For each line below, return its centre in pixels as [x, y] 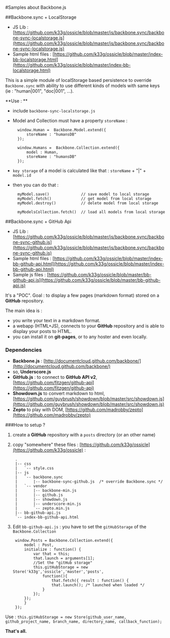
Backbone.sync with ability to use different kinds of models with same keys [82, 86]
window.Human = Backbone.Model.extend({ [62, 130]
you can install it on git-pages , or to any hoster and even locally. [80, 337]
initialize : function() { [53, 549]
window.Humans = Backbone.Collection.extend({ [69, 148]
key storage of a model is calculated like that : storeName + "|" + [79, 171]
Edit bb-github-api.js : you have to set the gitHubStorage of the [79, 527]
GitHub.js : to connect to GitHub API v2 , [55, 377]
